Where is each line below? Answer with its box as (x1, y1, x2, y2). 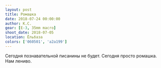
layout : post (5, 7, 32, 12)
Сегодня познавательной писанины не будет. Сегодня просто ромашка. (5, 53, 157, 59)
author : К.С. (5, 21, 32, 26)
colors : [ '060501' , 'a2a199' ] (5, 39, 67, 44)
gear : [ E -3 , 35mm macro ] (5, 26, 56, 31)
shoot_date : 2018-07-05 (5, 30, 54, 35)
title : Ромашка (5, 12, 36, 17)
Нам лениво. (5, 58, 32, 64)
